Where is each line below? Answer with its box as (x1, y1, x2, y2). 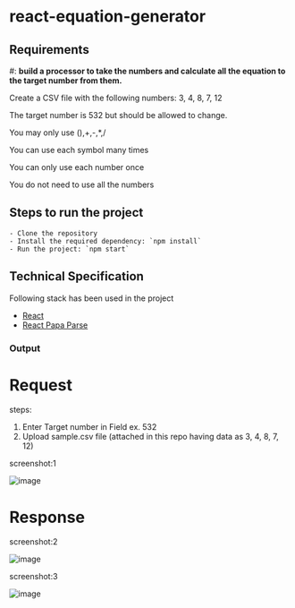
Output (9, 342, 41, 355)
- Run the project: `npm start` (9, 244, 130, 253)
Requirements (9, 42, 89, 57)
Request (9, 374, 73, 395)
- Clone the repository (9, 228, 98, 238)
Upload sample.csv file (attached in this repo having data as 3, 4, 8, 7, (21, 432, 279, 442)
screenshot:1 (9, 458, 56, 469)
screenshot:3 (9, 571, 58, 582)
